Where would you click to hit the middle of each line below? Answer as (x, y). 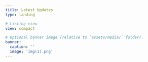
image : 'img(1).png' (31, 51)
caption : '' (23, 47)
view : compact (20, 28)
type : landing (20, 15)
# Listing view (21, 24)
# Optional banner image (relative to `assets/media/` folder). (75, 38)
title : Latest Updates (29, 10)
